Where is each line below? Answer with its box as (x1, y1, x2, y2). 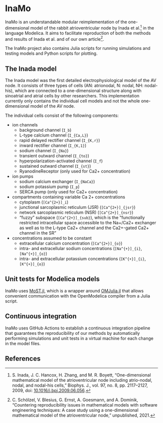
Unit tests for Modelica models (5, 275, 100, 283)
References (5, 355, 41, 363)
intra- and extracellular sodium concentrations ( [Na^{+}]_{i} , (19, 246, 142, 251)
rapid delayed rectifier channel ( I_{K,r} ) (19, 138, 100, 143)
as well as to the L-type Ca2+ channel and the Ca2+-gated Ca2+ (19, 225, 149, 231)
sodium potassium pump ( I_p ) (19, 184, 80, 189)
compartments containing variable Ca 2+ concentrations (12, 194, 125, 200)
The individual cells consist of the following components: (5, 112, 119, 119)
